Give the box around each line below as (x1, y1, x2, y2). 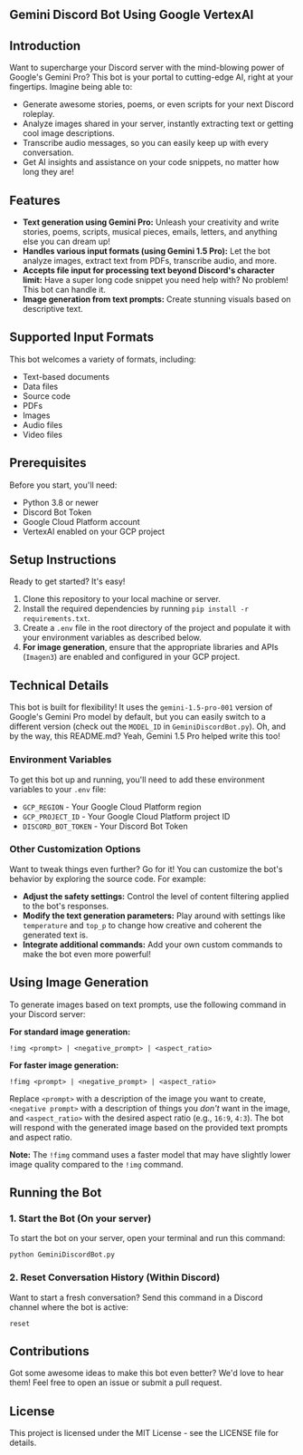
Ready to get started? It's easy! (9, 576, 126, 587)
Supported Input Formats (9, 330, 155, 345)
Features (9, 192, 61, 208)
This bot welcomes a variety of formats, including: (9, 354, 196, 364)
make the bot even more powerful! (22, 948, 151, 959)
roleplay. (22, 109, 55, 120)
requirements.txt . (22, 613, 90, 624)
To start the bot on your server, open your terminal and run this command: (9, 1233, 286, 1244)
